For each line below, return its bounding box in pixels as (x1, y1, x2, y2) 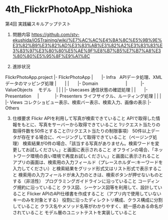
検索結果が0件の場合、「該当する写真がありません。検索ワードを (22, 140, 155, 146)
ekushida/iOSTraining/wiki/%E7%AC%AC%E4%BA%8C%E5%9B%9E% (12, 37, 162, 43)
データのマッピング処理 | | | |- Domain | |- (5, 80, 144, 86)
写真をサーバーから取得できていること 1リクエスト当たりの (39, 122, 160, 128)
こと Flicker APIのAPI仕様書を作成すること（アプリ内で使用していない (17, 190, 161, 196)
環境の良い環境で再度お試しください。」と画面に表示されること (30, 153, 160, 159)
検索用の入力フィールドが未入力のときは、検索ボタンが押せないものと (18, 172, 163, 178)
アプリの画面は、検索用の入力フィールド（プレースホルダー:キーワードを (12, 159, 163, 165)
